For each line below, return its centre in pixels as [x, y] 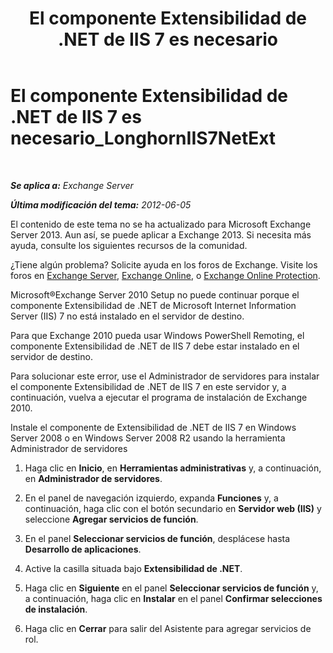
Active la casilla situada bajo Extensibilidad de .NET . [133, 568]
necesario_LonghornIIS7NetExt [143, 138]
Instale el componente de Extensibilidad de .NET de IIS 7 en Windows [153, 427]
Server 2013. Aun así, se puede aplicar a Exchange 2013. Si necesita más [161, 234]
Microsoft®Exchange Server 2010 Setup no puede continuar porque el [155, 294]
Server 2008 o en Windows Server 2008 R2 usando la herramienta [148, 438]
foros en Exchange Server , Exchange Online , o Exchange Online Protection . [165, 275]
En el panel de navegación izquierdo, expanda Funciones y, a [151, 498]
